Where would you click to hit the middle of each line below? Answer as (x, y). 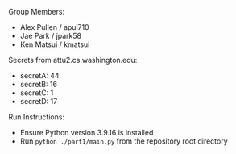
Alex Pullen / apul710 (55, 27)
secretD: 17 (39, 101)
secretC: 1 (37, 93)
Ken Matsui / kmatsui (55, 44)
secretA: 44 (39, 75)
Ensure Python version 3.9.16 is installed (87, 133)
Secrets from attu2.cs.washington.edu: (73, 60)
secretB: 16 (39, 84)
